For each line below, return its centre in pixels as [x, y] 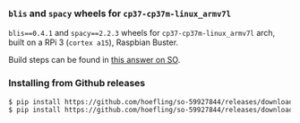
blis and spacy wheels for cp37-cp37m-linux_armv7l [120, 13]
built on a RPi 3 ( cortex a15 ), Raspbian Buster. [94, 42]
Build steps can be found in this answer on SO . [94, 60]
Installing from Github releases [77, 83]
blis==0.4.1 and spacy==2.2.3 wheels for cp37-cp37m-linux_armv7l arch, [142, 33]
